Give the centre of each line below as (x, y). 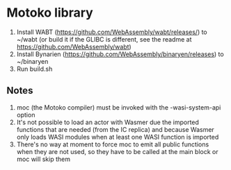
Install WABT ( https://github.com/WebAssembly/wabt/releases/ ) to (112, 32)
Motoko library (50, 13)
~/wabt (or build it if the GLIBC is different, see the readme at (104, 39)
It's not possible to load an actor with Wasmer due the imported (108, 122)
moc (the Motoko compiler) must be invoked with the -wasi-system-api (119, 107)
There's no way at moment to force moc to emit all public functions (113, 144)
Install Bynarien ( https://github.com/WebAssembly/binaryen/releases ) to (120, 54)
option (26, 114)
